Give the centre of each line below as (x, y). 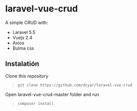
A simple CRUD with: (27, 22)
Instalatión (22, 64)
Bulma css (23, 48)
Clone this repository (27, 76)
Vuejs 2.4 (22, 37)
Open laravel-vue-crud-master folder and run (52, 94)
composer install (36, 103)
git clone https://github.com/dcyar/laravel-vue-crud (75, 85)
